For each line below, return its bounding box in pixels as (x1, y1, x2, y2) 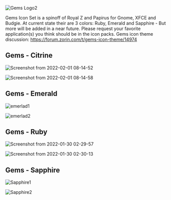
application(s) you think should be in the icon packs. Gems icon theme (5, 31, 154, 37)
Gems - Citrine (5, 51, 53, 60)
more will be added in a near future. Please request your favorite (5, 26, 141, 32)
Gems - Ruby (5, 128, 47, 136)
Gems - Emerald (5, 89, 58, 98)
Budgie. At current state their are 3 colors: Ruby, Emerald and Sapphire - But (5, 20, 166, 26)
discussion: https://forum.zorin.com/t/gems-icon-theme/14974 (5, 36, 137, 42)
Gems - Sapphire (5, 166, 60, 174)
